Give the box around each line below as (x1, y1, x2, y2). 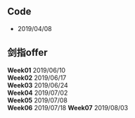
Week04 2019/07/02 (7, 88, 68, 97)
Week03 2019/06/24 (7, 81, 68, 89)
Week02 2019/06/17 (7, 73, 67, 82)
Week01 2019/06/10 (7, 66, 65, 74)
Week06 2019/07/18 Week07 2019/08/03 (7, 103, 129, 112)
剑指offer (7, 47, 48, 59)
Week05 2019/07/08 (7, 95, 68, 105)
